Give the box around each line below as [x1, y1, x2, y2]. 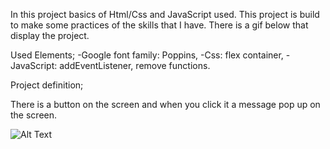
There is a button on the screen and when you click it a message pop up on [10, 99, 321, 110]
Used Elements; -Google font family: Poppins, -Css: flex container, [10, 49, 284, 61]
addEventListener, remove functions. [59, 60, 211, 71]
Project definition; [10, 79, 84, 91]
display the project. [10, 30, 90, 41]
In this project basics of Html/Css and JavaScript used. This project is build [10, 9, 320, 20]
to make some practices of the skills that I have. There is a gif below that [10, 19, 309, 31]
